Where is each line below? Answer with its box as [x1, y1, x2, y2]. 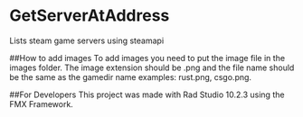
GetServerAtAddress [9, 5, 170, 26]
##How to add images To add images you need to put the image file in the [9, 52, 286, 63]
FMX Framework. [9, 98, 74, 109]
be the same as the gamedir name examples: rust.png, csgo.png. [9, 71, 251, 82]
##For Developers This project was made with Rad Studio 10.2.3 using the [9, 89, 285, 100]
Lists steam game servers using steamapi [9, 35, 165, 46]
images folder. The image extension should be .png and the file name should [9, 62, 295, 73]
